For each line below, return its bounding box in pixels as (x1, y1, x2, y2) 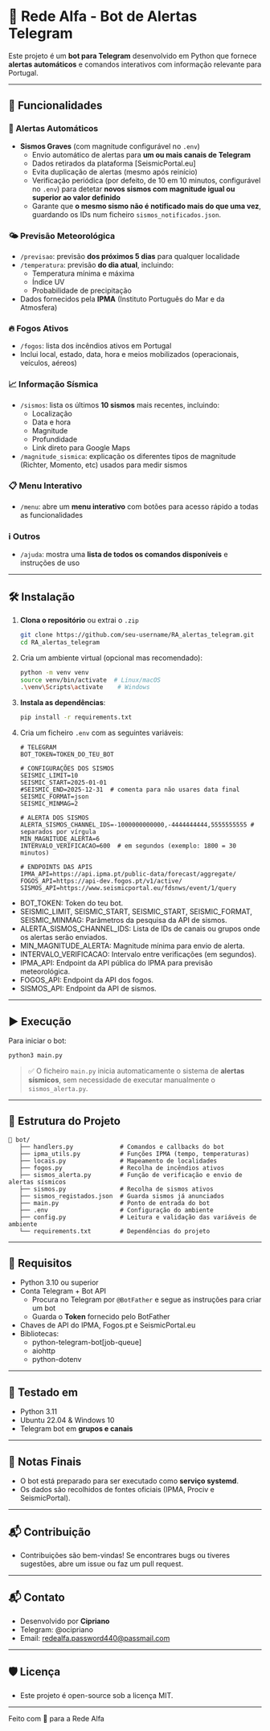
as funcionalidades (19, 510, 83, 519)
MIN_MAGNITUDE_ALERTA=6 (19, 835, 100, 843)
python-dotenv (31, 1355, 82, 1364)
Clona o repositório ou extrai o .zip (19, 615, 139, 625)
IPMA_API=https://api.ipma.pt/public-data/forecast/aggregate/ (19, 870, 237, 879)
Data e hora (31, 417, 71, 427)
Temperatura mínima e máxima (31, 269, 135, 278)
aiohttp (31, 1346, 56, 1356)
